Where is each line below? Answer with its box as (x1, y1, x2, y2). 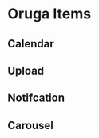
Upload (7, 63, 45, 77)
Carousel (7, 118, 53, 132)
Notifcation (7, 91, 65, 105)
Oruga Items (7, 5, 92, 23)
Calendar (7, 37, 54, 51)
